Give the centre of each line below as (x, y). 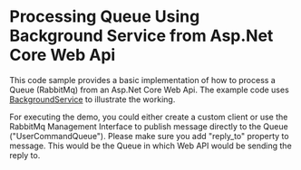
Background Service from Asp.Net (141, 36)
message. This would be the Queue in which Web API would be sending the (150, 146)
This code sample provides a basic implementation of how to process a (143, 80)
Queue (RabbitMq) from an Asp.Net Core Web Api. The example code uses (150, 90)
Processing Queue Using (105, 17)
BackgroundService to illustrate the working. (92, 99)
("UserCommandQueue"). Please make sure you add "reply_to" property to (149, 136)
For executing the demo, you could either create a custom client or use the (149, 117)
